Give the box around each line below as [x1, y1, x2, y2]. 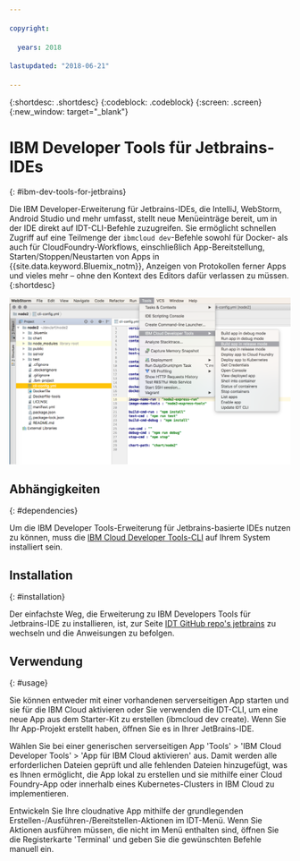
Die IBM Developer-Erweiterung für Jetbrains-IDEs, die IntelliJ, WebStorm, [9, 203, 283, 214]
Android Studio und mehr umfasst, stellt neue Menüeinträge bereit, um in [9, 213, 278, 224]
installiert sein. [9, 541, 63, 552]
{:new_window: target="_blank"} [9, 106, 129, 116]
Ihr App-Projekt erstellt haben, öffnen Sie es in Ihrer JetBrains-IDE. [9, 723, 254, 734]
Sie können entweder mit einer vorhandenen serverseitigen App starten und [9, 695, 289, 706]
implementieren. [9, 789, 70, 799]
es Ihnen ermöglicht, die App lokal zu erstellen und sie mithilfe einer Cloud [9, 770, 283, 780]
